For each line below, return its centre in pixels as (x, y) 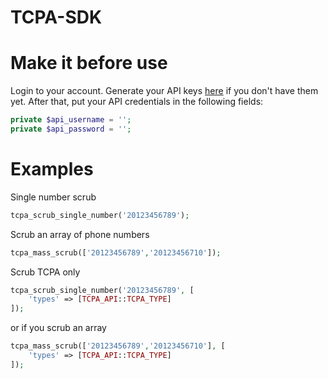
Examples (52, 169)
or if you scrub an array (58, 328)
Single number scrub (53, 197)
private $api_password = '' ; (71, 129)
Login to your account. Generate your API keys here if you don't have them (164, 91)
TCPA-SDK (56, 17)
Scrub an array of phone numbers (80, 234)
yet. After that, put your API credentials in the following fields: (137, 102)
